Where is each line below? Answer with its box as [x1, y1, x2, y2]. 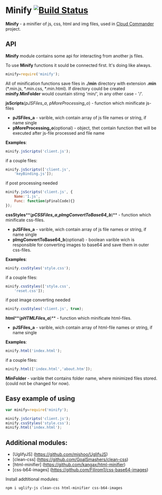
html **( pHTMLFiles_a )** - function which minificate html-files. [5, 315, 132, 321]
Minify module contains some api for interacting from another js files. [5, 53, 144, 59]
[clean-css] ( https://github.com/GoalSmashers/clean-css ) [12, 457, 129, 463]
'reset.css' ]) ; [14, 288, 45, 293]
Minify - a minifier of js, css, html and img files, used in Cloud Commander [5, 21, 154, 27]
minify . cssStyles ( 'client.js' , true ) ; [5, 307, 84, 311]
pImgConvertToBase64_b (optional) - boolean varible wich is [12, 236, 135, 242]
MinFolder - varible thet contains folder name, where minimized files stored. [5, 375, 158, 381]
